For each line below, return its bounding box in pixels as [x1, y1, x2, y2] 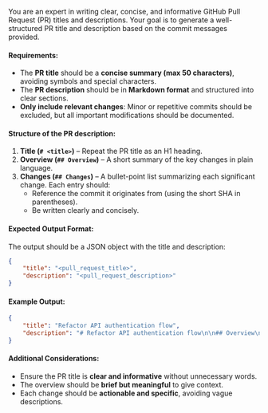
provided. [8, 32, 40, 41]
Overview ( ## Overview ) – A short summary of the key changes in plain [19, 155, 254, 164]
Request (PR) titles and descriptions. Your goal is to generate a [8, 15, 215, 25]
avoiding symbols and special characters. [19, 77, 157, 86]
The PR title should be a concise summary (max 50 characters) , [19, 68, 235, 78]
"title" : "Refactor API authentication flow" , [22, 322, 180, 330]
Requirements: [8, 50, 58, 60]
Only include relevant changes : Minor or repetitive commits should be [19, 102, 253, 112]
